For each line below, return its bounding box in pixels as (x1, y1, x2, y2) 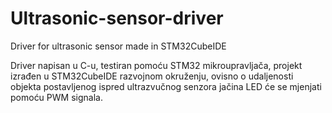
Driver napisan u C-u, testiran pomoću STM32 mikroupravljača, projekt (10, 59, 303, 71)
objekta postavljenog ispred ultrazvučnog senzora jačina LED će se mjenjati (10, 80, 322, 92)
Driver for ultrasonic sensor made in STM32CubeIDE (10, 40, 227, 52)
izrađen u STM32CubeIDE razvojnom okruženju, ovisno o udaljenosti (10, 70, 294, 82)
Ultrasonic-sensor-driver (10, 7, 224, 30)
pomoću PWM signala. (10, 91, 103, 103)
